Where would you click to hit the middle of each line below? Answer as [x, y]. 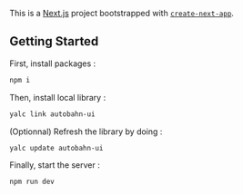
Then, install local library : [58, 97]
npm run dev [32, 182]
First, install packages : [53, 63]
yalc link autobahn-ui [52, 114]
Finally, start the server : [55, 165]
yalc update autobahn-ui [56, 148]
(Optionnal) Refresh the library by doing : [86, 132]
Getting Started [54, 41]
